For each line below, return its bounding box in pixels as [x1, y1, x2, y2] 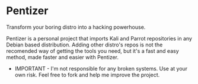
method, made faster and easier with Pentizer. [6, 53, 119, 61]
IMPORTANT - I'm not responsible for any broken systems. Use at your [14, 65, 188, 72]
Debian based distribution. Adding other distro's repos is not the [6, 41, 163, 48]
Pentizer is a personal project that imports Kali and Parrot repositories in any [6, 35, 193, 42]
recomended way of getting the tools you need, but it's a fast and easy [6, 47, 179, 54]
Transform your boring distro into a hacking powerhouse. [6, 23, 146, 31]
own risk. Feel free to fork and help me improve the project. [14, 71, 160, 78]
